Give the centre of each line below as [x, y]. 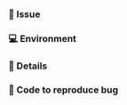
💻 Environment [43, 38]
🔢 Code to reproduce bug [63, 90]
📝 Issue [24, 14]
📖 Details [28, 66]
